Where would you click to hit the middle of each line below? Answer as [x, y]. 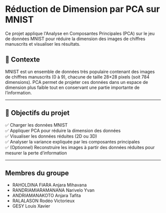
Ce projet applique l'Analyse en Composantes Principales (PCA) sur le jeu [80, 33]
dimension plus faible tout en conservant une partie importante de [72, 87]
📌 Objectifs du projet [38, 113]
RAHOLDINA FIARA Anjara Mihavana [49, 185]
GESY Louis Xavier [31, 206]
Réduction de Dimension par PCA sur [83, 9]
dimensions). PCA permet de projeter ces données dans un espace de [77, 82]
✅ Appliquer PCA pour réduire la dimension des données [63, 131]
